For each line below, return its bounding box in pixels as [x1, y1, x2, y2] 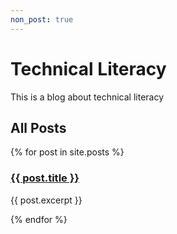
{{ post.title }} [10, 171, 80, 185]
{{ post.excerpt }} [10, 194, 83, 206]
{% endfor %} [10, 213, 68, 225]
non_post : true [10, 14, 74, 25]
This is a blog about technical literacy [10, 91, 165, 103]
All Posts [10, 119, 67, 136]
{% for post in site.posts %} [10, 146, 125, 158]
